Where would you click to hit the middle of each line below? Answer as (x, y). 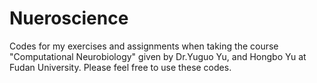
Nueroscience (69, 18)
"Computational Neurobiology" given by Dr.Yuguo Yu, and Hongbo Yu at (158, 56)
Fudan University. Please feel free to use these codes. (120, 67)
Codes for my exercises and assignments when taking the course (144, 46)
